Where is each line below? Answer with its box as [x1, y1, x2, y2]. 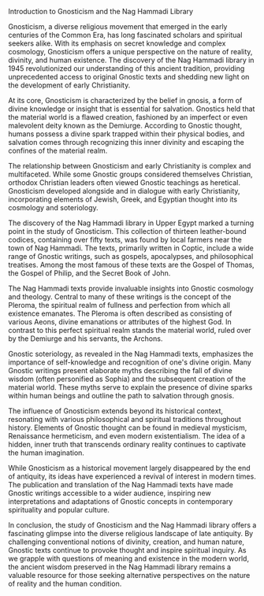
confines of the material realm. [8, 146, 108, 155]
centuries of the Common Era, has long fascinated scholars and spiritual [8, 31, 243, 39]
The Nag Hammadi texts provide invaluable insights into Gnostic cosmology [8, 283, 254, 293]
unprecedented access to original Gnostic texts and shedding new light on [8, 72, 250, 81]
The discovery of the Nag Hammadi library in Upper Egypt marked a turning [8, 218, 255, 228]
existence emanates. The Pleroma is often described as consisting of [8, 309, 232, 318]
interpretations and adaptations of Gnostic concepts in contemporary [8, 497, 233, 506]
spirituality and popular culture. [8, 505, 110, 514]
